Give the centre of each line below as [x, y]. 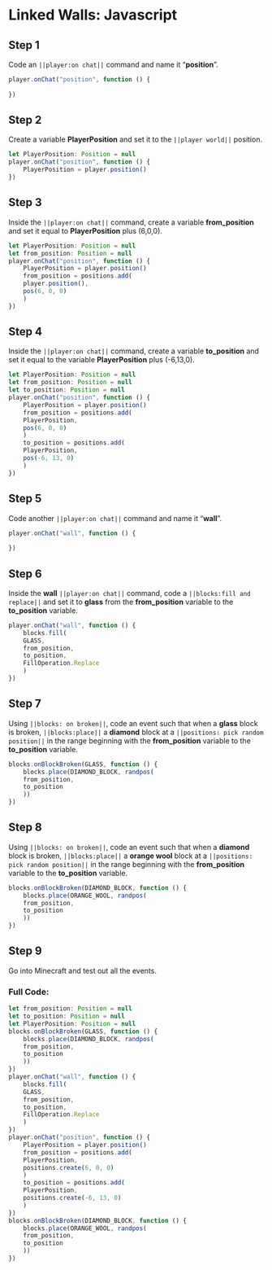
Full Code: [29, 992]
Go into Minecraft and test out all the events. [82, 970]
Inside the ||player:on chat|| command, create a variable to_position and [134, 351]
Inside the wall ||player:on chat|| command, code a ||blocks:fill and [130, 593]
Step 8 [25, 828]
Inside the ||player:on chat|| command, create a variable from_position [131, 222]
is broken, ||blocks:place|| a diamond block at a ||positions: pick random [136, 732]
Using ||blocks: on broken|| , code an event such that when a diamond [129, 847]
